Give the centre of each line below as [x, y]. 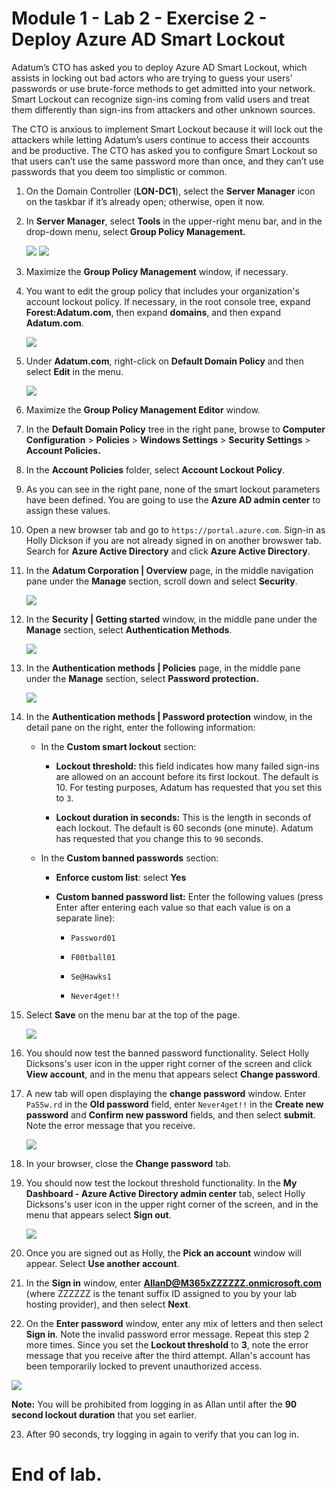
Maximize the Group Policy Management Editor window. [143, 409]
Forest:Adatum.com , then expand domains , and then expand [153, 312]
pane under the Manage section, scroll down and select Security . [161, 581]
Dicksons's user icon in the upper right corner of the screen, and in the [172, 1204]
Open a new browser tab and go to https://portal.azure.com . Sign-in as [175, 529]
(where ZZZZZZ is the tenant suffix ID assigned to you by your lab [161, 1293]
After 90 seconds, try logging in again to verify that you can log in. [162, 1434]
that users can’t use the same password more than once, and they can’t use [167, 161]
